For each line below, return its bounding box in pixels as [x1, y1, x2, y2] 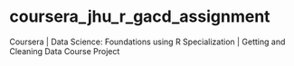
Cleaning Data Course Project [9, 45, 120, 56]
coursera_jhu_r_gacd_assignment [9, 6, 270, 27]
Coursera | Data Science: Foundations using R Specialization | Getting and [9, 36, 286, 47]
